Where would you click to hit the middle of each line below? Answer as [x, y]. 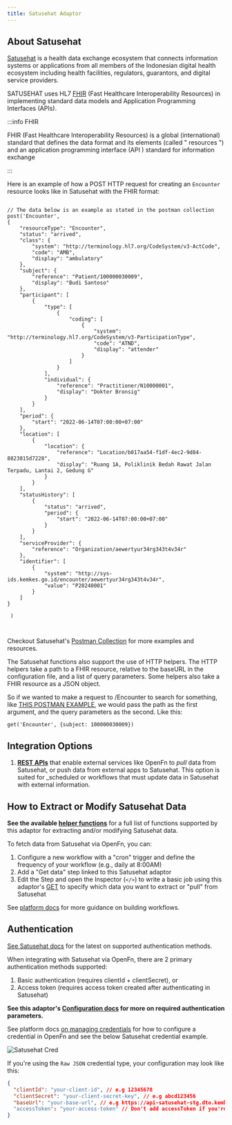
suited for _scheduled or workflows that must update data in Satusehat [118, 777]
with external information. [54, 785]
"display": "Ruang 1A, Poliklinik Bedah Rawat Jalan [134, 465]
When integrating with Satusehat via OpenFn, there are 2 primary [100, 959]
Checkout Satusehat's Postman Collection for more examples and [101, 641]
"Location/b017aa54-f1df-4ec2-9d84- [149, 453]
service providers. [33, 80]
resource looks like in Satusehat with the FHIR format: [84, 192]
